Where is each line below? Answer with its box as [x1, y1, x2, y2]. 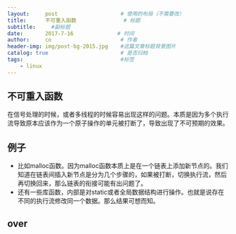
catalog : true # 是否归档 [7, 50, 148, 57]
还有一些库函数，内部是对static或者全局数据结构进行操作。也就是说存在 [17, 188, 225, 197]
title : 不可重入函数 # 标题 [7, 17, 140, 24]
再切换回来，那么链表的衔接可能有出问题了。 [17, 179, 147, 188]
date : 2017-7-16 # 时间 [7, 30, 135, 37]
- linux [20, 63, 42, 70]
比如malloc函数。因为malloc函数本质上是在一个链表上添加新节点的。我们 [17, 162, 228, 170]
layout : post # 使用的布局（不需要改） [7, 10, 185, 18]
